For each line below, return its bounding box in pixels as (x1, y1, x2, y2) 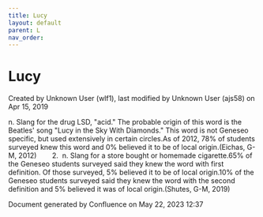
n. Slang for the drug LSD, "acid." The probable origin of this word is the (8, 118, 242, 127)
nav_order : (8, 33, 44, 42)
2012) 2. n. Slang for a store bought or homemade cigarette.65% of (18, 151, 253, 160)
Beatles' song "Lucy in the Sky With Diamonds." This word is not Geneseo (8, 125, 249, 135)
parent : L (8, 26, 41, 34)
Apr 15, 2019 (8, 102, 49, 111)
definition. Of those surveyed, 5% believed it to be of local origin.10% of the (8, 167, 254, 178)
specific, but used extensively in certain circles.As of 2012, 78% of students (8, 134, 255, 144)
